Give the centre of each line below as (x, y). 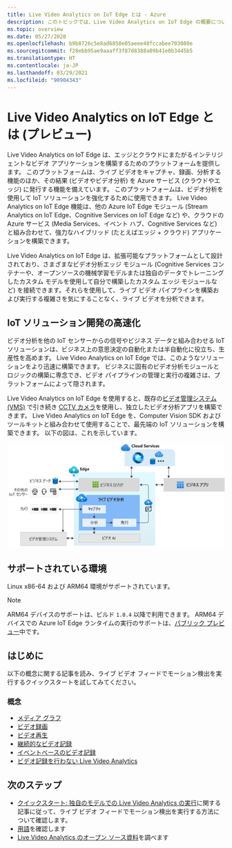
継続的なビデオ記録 (45, 744)
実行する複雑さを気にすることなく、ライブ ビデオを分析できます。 (114, 299)
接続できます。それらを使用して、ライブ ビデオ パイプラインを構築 (118, 290)
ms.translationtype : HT (41, 59)
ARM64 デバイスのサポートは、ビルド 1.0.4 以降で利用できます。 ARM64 (112, 615)
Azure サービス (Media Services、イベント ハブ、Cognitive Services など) (112, 224)
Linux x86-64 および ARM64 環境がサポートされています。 (90, 586)
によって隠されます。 (79, 384)
